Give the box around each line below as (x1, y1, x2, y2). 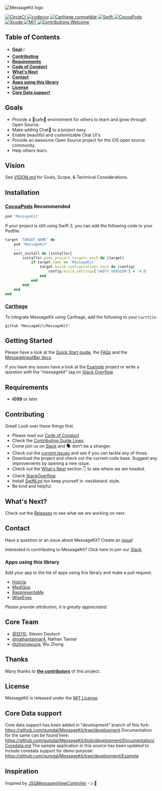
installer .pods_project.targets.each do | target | (22, 255, 124, 260)
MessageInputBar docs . (5, 354, 53, 360)
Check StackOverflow (12, 473, 56, 479)
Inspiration (5, 767, 39, 775)
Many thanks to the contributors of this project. (5, 668, 101, 674)
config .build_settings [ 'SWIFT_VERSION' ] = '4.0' (48, 269, 148, 274)
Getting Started (5, 337, 53, 345)
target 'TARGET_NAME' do (5, 237, 55, 242)
